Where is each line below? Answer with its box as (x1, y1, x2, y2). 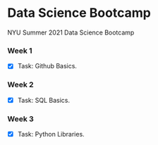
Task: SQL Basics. (17, 96, 71, 104)
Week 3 (7, 114, 34, 124)
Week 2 (7, 80, 34, 89)
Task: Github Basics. (17, 62, 78, 70)
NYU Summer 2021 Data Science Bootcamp (7, 28, 135, 37)
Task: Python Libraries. (17, 130, 85, 138)
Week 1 (7, 46, 33, 56)
